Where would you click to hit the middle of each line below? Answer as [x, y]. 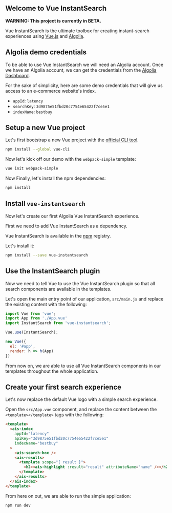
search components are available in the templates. [58, 289]
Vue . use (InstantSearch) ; [32, 332]
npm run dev [18, 505]
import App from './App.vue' [36, 318]
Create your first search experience [63, 387]
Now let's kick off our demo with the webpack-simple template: [71, 159]
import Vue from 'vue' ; [31, 314]
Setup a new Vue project [45, 128]
